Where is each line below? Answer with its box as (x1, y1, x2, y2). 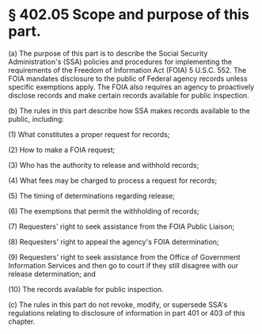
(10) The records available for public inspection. (8, 284, 164, 294)
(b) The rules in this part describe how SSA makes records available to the (8, 105, 251, 116)
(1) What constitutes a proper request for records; (8, 129, 170, 139)
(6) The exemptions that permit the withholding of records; (8, 206, 199, 215)
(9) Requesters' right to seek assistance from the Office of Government (8, 252, 241, 262)
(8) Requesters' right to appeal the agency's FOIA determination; (8, 237, 219, 246)
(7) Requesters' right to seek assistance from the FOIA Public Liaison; (8, 222, 235, 231)
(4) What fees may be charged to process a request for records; (8, 176, 218, 185)
